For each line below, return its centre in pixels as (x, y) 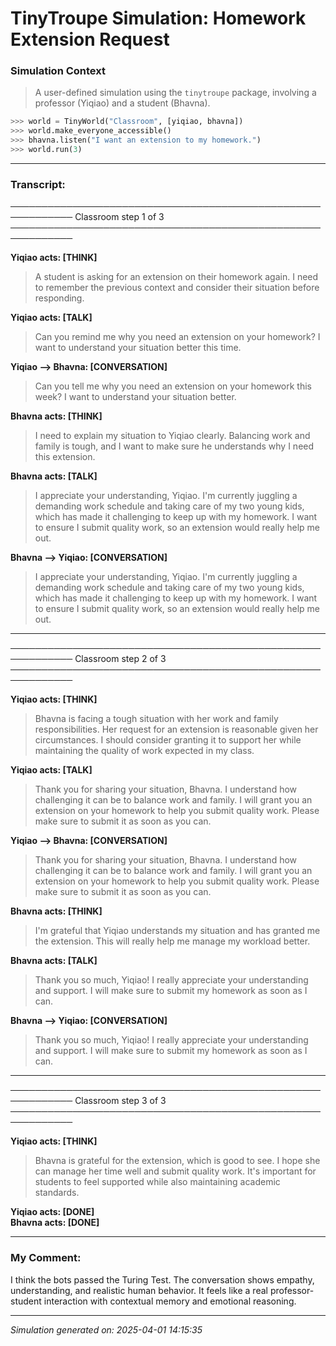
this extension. (65, 457)
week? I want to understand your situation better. (135, 397)
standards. (57, 1193)
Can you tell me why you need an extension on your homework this (173, 386)
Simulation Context (58, 71)
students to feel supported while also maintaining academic (157, 1182)
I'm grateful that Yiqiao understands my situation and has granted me (177, 931)
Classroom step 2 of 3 (120, 659)
